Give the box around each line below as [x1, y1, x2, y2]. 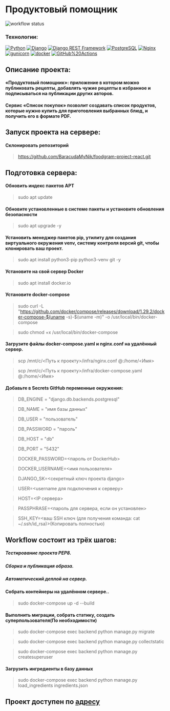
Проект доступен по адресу [5, 697, 100, 706]
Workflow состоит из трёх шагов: [5, 535, 117, 544]
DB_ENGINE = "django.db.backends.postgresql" [17, 396, 120, 403]
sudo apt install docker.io [17, 280, 71, 286]
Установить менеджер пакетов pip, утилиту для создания [5, 234, 137, 240]
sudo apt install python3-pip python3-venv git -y [17, 257, 121, 263]
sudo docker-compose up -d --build [17, 600, 95, 606]
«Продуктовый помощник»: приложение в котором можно [5, 79, 140, 86]
